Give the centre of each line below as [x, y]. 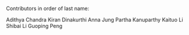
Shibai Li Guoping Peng [34, 26]
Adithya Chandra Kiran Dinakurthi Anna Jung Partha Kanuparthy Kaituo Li [94, 20]
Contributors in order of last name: [48, 8]
